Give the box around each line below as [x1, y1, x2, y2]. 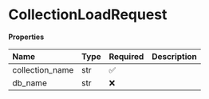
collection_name [12, 64, 74, 75]
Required [108, 50, 144, 61]
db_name [12, 77, 48, 89]
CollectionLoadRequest [8, 6, 168, 24]
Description [151, 50, 198, 61]
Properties [8, 32, 45, 42]
